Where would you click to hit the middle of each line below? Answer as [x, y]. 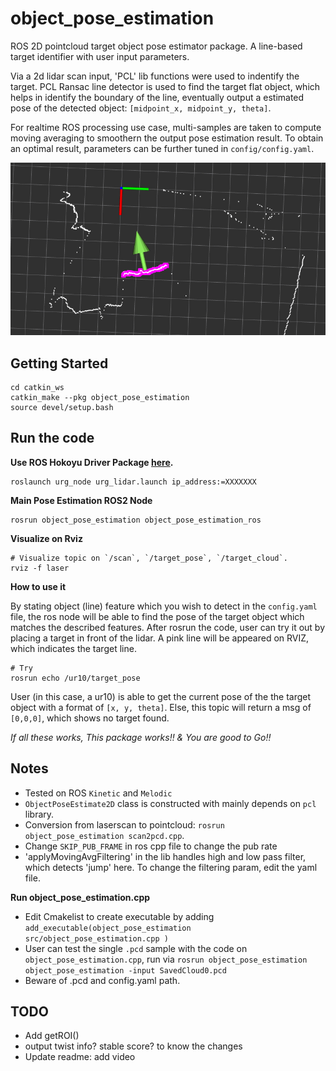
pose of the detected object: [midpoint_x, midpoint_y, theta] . [141, 108]
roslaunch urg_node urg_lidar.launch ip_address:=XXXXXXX [133, 482]
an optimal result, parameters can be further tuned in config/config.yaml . [162, 148]
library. [39, 814]
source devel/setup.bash [62, 408]
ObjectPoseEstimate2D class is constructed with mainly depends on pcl [170, 803]
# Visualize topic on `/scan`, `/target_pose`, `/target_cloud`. [149, 558]
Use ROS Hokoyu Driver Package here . [92, 462]
